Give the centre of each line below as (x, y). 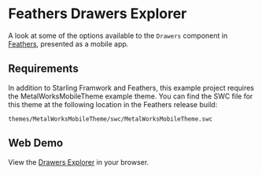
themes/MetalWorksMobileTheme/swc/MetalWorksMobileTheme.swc (111, 119)
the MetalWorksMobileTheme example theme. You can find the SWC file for (131, 96)
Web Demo (36, 143)
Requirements (43, 69)
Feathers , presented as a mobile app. (68, 43)
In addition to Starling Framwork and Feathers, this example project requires (131, 87)
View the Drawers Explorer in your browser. (79, 162)
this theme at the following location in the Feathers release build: (113, 104)
